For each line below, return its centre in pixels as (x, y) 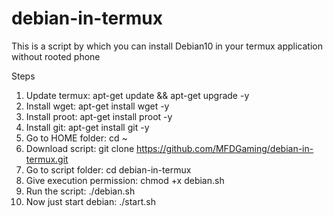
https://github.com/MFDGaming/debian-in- (225, 148)
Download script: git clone (80, 148)
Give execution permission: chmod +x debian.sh (125, 180)
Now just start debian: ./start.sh (90, 201)
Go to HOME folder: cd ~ (76, 138)
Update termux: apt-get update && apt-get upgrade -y (137, 95)
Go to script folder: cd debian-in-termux (108, 169)
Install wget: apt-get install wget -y (97, 106)
